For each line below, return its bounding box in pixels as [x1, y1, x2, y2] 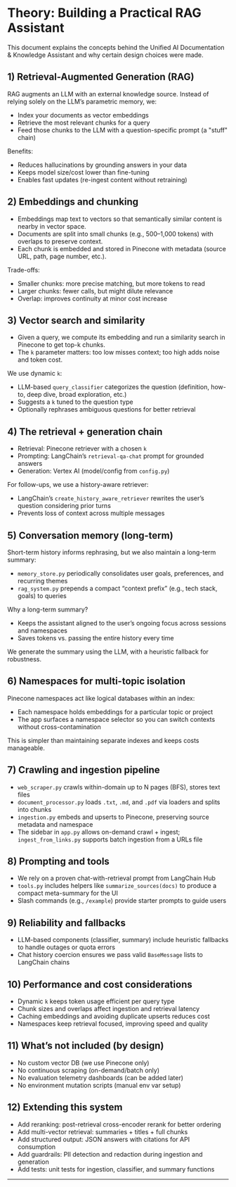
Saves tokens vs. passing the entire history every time [17, 634, 174, 642]
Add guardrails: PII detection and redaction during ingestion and [17, 1150, 203, 1158]
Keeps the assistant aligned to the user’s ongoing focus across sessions [17, 619, 227, 627]
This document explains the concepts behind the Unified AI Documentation [7, 43, 225, 51]
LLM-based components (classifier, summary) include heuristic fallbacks [17, 936, 229, 944]
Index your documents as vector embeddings [17, 110, 149, 119]
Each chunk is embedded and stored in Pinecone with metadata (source [17, 244, 226, 253]
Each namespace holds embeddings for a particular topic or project [17, 707, 214, 716]
